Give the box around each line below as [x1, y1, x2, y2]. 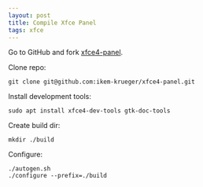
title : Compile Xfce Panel [8, 19, 97, 27]
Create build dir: [8, 121, 61, 130]
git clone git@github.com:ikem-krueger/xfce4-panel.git [8, 78, 195, 86]
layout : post [8, 11, 51, 20]
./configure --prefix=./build [8, 172, 108, 180]
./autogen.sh [8, 165, 51, 173]
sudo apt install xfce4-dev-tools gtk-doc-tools [8, 107, 171, 115]
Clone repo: [8, 63, 46, 72]
